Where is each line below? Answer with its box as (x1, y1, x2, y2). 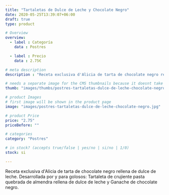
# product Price (5, 113, 39, 118)
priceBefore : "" (5, 123, 39, 128)
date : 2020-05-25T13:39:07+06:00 (5, 12, 75, 17)
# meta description (5, 67, 46, 72)
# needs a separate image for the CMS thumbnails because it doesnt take (5, 81, 163, 86)
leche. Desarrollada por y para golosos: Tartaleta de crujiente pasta (5, 173, 145, 179)
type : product (5, 21, 35, 27)
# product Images (5, 95, 42, 100)
